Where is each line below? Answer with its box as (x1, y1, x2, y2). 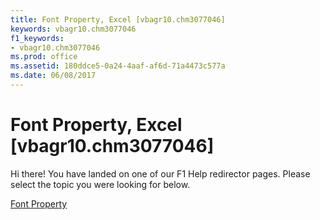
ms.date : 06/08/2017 (10, 71, 97, 81)
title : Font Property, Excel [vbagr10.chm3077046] (10, 14, 226, 25)
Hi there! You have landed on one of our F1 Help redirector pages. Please (10, 167, 311, 180)
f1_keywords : (10, 33, 65, 43)
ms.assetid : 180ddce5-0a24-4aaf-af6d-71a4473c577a (10, 61, 226, 71)
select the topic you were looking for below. (10, 178, 191, 190)
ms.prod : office (10, 52, 78, 62)
